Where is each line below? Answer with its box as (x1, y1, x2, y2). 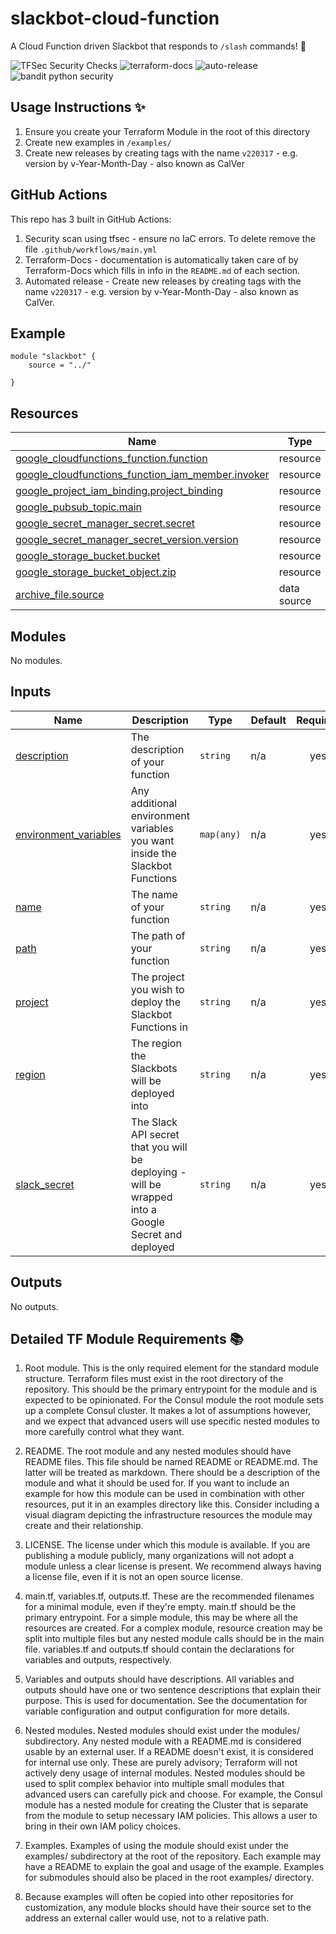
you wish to (130, 982, 185, 996)
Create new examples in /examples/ (24, 136, 172, 148)
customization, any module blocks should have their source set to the (24, 1902, 312, 1914)
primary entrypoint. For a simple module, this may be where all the (24, 1612, 298, 1624)
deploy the (130, 995, 182, 1009)
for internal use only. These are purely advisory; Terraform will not (24, 1757, 298, 1769)
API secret (130, 1127, 180, 1141)
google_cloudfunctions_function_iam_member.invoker (15, 468, 270, 482)
